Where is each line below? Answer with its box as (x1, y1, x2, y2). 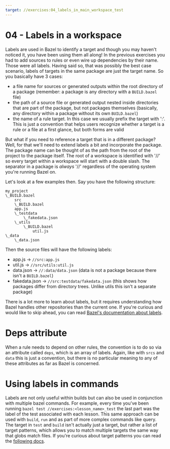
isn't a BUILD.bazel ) (12, 272, 54, 278)
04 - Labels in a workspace (5, 29, 122, 41)
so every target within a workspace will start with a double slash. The (5, 158, 150, 164)
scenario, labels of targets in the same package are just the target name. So (5, 68, 164, 74)
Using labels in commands (5, 378, 119, 389)
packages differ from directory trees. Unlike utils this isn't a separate (12, 283, 156, 289)
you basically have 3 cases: (5, 73, 63, 79)
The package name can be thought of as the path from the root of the (5, 147, 151, 153)
